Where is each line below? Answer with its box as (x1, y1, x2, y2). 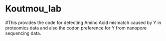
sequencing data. (5, 30, 41, 36)
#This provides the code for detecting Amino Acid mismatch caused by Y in (5, 19, 161, 25)
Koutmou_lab (5, 3, 62, 14)
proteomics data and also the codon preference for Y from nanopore (5, 24, 147, 30)
